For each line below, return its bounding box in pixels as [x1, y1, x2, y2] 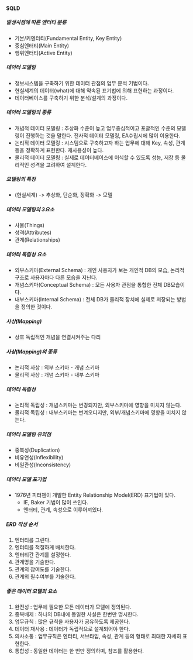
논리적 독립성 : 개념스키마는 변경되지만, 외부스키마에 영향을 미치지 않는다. [14, 401, 182, 409]
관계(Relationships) [14, 236, 60, 243]
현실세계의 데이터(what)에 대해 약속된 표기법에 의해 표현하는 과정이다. [14, 87, 174, 94]
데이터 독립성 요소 [6, 251, 47, 258]
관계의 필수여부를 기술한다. [14, 573, 76, 580]
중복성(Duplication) [14, 446, 60, 453]
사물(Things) [14, 222, 45, 229]
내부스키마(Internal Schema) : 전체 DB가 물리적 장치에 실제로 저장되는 [14, 296, 175, 303]
